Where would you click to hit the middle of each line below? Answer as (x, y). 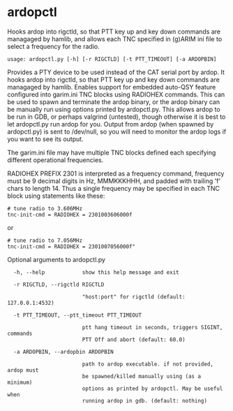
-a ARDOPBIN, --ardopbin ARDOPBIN (63, 352)
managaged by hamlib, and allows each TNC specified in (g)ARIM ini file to (115, 38)
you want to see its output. (45, 139)
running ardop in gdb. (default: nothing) (145, 401)
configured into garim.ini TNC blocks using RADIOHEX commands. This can (116, 94)
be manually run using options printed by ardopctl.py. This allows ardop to (114, 109)
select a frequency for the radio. (53, 46)
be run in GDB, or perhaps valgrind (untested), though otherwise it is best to (116, 117)
